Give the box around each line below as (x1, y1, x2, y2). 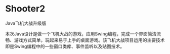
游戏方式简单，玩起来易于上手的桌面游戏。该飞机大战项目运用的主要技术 (14, 37, 165, 43)
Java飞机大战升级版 (5, 20, 47, 26)
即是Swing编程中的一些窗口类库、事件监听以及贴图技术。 (5, 43, 125, 49)
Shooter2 (5, 3, 46, 14)
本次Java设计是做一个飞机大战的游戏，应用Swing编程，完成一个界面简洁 (5, 30, 157, 36)
